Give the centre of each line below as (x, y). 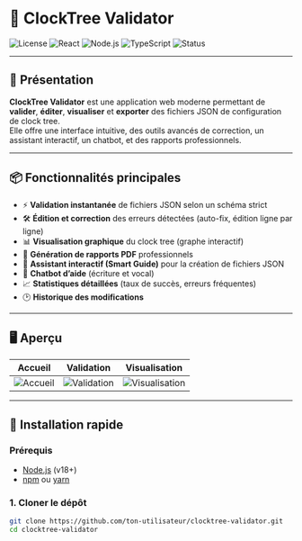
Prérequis (31, 450)
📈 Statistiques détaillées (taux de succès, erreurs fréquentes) (139, 284)
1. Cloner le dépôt (48, 502)
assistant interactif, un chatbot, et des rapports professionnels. (125, 140)
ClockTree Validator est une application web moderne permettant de (138, 102)
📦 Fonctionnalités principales (95, 178)
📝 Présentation (52, 80)
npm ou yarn (46, 480)
